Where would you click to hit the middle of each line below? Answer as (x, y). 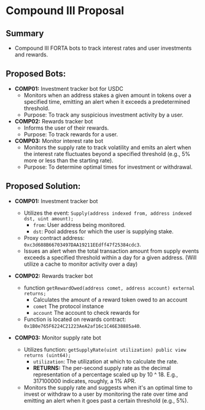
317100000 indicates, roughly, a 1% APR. (84, 381)
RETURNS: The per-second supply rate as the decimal (102, 368)
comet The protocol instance (68, 306)
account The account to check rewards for (86, 312)
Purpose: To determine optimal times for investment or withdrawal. (108, 167)
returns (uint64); (47, 355)
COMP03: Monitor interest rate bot (59, 141)
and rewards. (31, 55)
